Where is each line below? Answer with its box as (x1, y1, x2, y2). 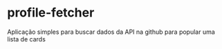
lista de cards (7, 35, 46, 43)
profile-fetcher (7, 5, 95, 21)
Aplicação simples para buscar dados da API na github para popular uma (7, 28, 216, 36)
